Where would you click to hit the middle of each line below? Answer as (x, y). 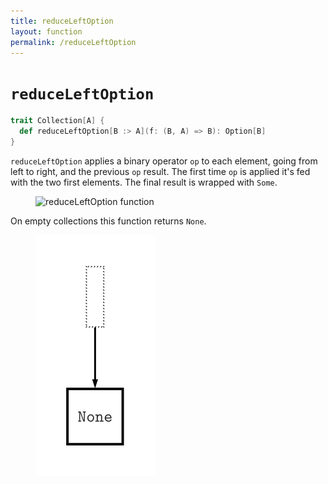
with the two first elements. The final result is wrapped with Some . (144, 182)
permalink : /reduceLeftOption (73, 42)
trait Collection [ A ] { (57, 121)
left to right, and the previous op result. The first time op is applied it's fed (160, 171)
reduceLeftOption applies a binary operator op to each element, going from (164, 161)
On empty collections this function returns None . (108, 221)
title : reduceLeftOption (62, 21)
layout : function (46, 31)
